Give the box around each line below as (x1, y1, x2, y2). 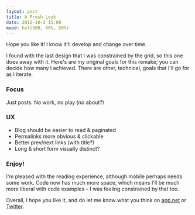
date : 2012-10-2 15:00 (6, 19, 61, 25)
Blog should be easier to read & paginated (14, 126, 116, 133)
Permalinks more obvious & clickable (14, 133, 104, 140)
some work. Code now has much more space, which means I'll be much (6, 179, 180, 186)
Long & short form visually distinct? (14, 145, 100, 152)
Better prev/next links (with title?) (14, 138, 95, 146)
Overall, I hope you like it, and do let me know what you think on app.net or (6, 197, 186, 204)
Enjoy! (6, 159, 25, 168)
